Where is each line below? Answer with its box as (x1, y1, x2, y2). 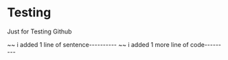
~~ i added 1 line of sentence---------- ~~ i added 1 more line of (7, 40, 189, 48)
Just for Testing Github (7, 27, 72, 35)
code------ (190, 40, 222, 48)
